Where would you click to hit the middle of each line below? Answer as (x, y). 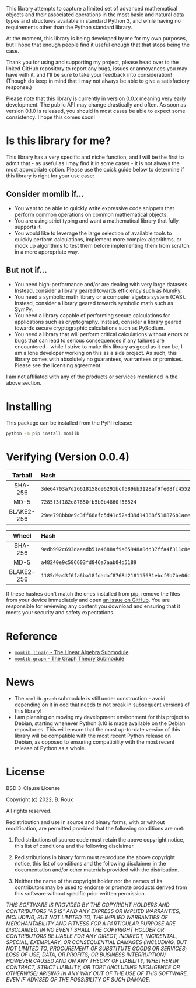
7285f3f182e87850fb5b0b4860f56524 (89, 502)
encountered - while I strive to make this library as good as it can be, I (98, 346)
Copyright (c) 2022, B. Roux (40, 799)
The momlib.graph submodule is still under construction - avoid (90, 699)
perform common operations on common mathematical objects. (91, 214)
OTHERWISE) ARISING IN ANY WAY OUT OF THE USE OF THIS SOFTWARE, (97, 973)
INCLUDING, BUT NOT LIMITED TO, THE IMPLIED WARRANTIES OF (87, 917)
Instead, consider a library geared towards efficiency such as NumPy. (98, 290)
